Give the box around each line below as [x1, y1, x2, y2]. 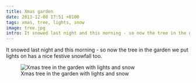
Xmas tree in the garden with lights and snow [20, 70, 129, 77]
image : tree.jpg [6, 25, 45, 31]
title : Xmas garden [6, 8, 54, 15]
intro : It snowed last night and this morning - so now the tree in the [6, 30, 187, 36]
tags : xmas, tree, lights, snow [6, 19, 85, 25]
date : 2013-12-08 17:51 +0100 [6, 14, 80, 20]
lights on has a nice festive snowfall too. [6, 53, 103, 60]
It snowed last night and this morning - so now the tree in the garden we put [6, 46, 188, 53]
